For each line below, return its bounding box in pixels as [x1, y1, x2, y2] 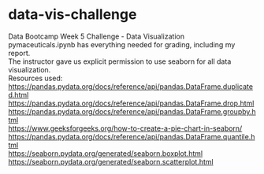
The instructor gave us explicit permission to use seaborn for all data [8, 57, 232, 66]
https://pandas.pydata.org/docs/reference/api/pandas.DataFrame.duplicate [8, 81, 254, 91]
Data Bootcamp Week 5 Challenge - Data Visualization [8, 31, 185, 41]
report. [8, 48, 31, 57]
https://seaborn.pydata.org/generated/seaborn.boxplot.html [8, 148, 203, 158]
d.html [8, 90, 29, 99]
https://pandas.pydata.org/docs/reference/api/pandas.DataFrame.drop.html [8, 98, 255, 108]
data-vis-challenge [8, 6, 137, 24]
